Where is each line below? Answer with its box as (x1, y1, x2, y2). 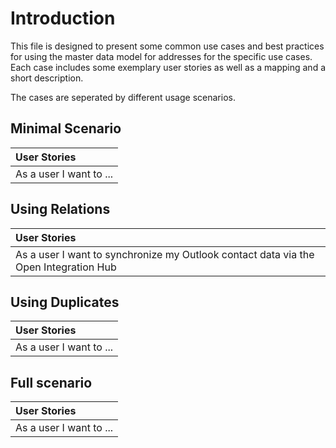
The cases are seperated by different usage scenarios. (10, 91, 236, 103)
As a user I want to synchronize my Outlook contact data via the (15, 247, 315, 261)
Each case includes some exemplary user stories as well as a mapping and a (10, 61, 327, 73)
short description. (10, 72, 84, 84)
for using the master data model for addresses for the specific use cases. (10, 50, 313, 62)
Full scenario (10, 374, 93, 391)
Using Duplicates (10, 293, 120, 311)
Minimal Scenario (10, 120, 122, 137)
